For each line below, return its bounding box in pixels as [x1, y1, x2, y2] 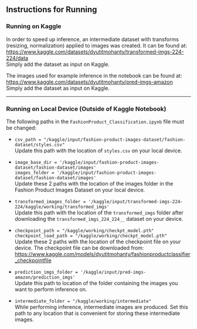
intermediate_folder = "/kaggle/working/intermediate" [14, 298, 152, 304]
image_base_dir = [14, 159, 57, 165]
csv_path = [14, 136, 42, 143]
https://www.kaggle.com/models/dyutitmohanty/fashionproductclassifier [14, 250, 191, 257]
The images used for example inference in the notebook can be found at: [6, 72, 182, 79]
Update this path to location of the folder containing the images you [14, 279, 178, 287]
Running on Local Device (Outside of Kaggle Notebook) [6, 105, 167, 113]
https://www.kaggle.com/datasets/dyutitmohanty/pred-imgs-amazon [6, 78, 173, 85]
